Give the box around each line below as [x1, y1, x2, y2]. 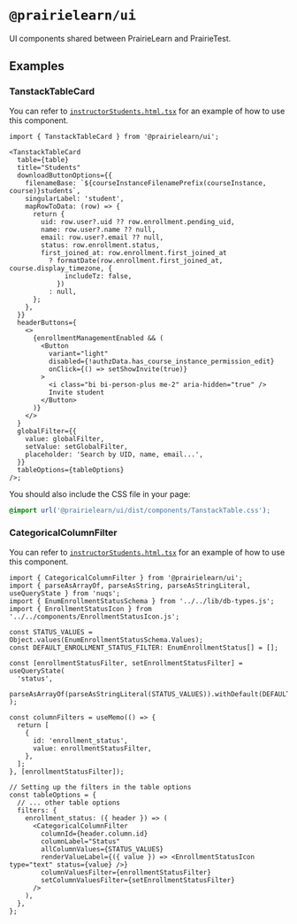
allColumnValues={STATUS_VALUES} [41, 844, 164, 853]
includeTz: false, [65, 271, 133, 281]
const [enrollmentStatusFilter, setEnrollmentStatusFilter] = [9, 658, 243, 667]
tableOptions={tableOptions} [17, 465, 125, 474]
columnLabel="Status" [41, 836, 121, 846]
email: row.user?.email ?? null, [41, 233, 164, 242]
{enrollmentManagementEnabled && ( [32, 333, 164, 343]
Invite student [48, 388, 104, 397]
